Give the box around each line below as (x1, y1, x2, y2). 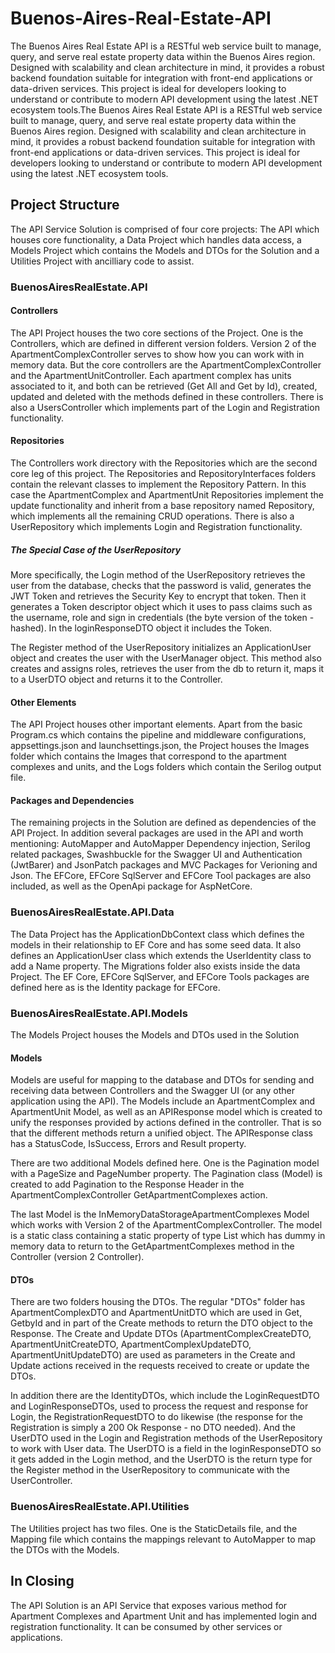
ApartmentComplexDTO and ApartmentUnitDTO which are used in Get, (10, 1307, 303, 1319)
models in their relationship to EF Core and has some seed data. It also (10, 938, 302, 951)
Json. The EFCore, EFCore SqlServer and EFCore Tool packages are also (10, 870, 312, 882)
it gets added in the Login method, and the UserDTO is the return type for (10, 1453, 313, 1466)
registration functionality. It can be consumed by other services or (10, 1620, 283, 1632)
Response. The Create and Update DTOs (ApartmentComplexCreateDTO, (10, 1328, 312, 1340)
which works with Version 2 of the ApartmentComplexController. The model (10, 1219, 323, 1231)
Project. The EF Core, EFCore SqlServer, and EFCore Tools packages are (10, 970, 310, 982)
